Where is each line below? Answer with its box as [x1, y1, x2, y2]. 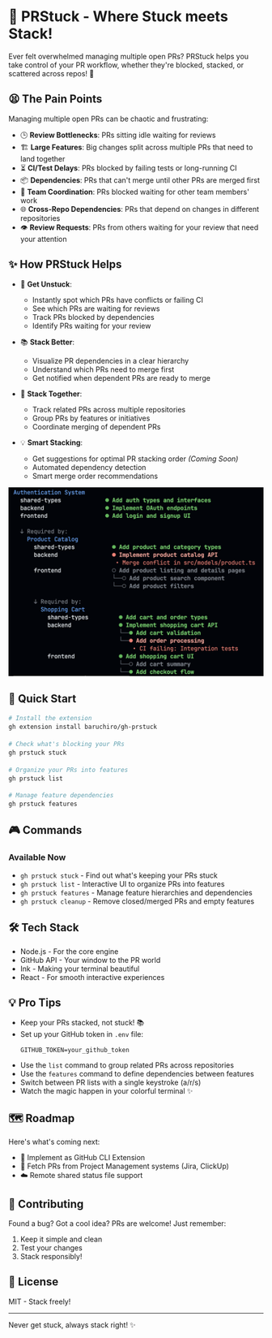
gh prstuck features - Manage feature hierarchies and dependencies [19, 887, 253, 897]
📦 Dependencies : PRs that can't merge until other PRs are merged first [19, 175, 261, 185]
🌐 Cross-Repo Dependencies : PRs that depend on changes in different [19, 204, 259, 214]
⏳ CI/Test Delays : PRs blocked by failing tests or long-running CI [19, 162, 237, 173]
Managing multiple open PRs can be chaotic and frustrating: [8, 114, 209, 123]
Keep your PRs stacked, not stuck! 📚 [19, 1018, 145, 1028]
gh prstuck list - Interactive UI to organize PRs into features [19, 878, 225, 888]
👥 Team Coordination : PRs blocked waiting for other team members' [19, 187, 249, 196]
